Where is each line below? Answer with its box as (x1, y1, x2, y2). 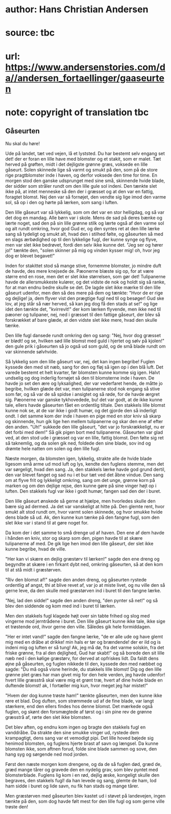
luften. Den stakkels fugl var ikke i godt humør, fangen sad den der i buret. (5, 488, 162, 494)
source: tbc (5, 27, 55, 39)
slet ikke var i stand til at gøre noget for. (5, 519, 89, 525)
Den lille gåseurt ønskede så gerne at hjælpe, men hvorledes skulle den (5, 498, 156, 504)
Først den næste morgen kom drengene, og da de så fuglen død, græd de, (5, 761, 162, 767)
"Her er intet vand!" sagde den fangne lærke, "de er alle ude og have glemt (5, 633, 163, 640)
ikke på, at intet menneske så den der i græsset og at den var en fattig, (5, 188, 154, 194)
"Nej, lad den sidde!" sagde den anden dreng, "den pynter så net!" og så (5, 597, 158, 603)
